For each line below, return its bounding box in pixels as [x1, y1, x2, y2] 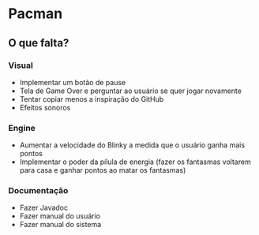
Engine [8, 122, 36, 133]
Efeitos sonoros [19, 103, 71, 112]
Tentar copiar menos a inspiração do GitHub [19, 94, 164, 103]
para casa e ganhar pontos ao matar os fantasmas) [19, 166, 186, 175]
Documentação [8, 185, 69, 196]
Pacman [8, 5, 63, 23]
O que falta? [8, 36, 69, 50]
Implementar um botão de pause [19, 77, 126, 87]
